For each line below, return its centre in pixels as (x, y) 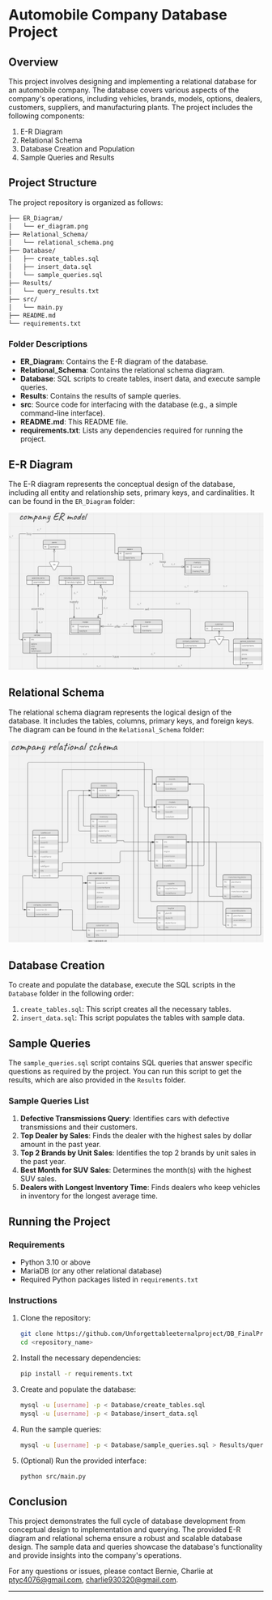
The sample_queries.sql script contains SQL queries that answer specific (130, 1063)
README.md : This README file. (74, 422)
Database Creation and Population (77, 149)
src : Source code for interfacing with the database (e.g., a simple (129, 405)
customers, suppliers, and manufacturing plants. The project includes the (131, 107)
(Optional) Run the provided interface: (83, 1461)
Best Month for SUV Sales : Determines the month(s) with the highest (136, 1170)
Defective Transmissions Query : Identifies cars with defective (125, 1119)
